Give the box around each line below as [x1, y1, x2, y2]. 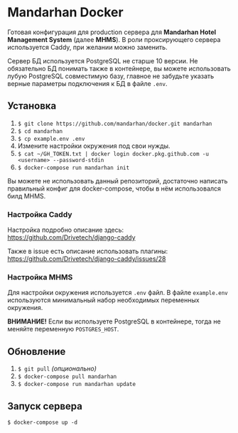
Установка [7, 100, 57, 112]
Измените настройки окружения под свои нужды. [17, 141, 171, 150]
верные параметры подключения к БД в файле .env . [7, 79, 168, 87]
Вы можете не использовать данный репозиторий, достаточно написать [7, 176, 228, 185]
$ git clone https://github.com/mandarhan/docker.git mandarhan [17, 120, 212, 127]
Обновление [7, 346, 66, 358]
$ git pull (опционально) [17, 364, 97, 373]
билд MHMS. [7, 191, 46, 200]
